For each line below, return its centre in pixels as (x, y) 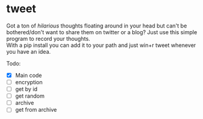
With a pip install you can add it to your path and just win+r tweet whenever (101, 45)
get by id (26, 89)
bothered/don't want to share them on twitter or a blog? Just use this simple (102, 32)
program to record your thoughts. (48, 38)
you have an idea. (29, 51)
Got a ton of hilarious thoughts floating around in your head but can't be (97, 26)
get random (30, 96)
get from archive (36, 110)
